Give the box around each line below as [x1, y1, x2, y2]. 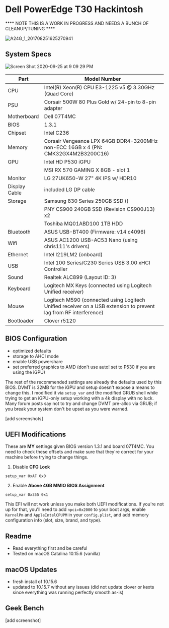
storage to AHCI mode [12, 353, 59, 359]
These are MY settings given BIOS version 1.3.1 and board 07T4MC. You [5, 443, 154, 449]
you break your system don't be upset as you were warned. [5, 406, 129, 412]
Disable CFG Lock [12, 464, 50, 470]
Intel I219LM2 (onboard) [44, 251, 103, 258]
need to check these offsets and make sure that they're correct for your [5, 449, 154, 455]
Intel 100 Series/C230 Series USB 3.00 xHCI [44, 259, 150, 266]
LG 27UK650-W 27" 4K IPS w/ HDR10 [44, 175, 137, 182]
